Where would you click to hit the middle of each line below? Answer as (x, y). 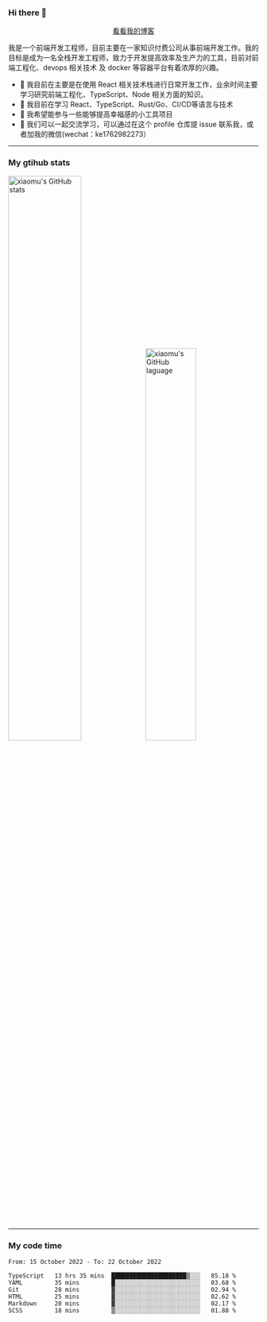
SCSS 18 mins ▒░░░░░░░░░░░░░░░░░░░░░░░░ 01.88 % (122, 1310)
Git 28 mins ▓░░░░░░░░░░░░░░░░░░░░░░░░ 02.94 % (122, 1289)
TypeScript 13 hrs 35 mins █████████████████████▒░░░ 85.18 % (122, 1276)
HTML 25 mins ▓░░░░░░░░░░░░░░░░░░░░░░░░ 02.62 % (122, 1297)
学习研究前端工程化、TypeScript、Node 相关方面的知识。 (114, 95)
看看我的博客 (133, 31)
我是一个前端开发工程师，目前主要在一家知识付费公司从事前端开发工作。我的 (133, 48)
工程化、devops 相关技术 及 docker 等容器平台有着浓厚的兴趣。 (119, 68)
